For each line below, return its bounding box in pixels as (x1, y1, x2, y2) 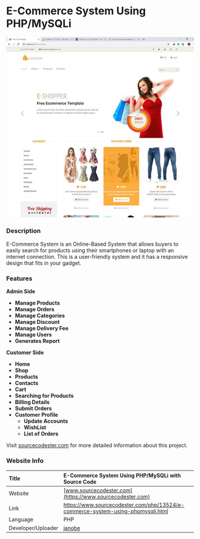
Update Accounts (23, 417, 68, 425)
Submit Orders (14, 404, 52, 412)
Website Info (6, 456, 44, 464)
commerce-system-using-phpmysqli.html (63, 508, 168, 515)
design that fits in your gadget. (6, 259, 82, 267)
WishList (23, 423, 46, 430)
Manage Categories (14, 312, 65, 319)
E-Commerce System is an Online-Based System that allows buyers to (6, 240, 179, 247)
